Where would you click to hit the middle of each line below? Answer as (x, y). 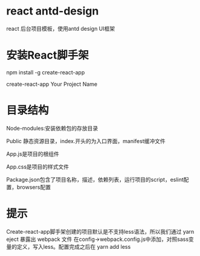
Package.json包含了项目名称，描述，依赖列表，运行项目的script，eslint (95, 179)
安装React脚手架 (47, 55)
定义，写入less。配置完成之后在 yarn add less (74, 246)
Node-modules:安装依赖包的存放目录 (52, 128)
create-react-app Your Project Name (52, 84)
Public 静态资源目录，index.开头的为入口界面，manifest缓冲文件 (86, 141)
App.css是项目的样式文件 (38, 167)
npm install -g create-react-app (46, 72)
